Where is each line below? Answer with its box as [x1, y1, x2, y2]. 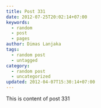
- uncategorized [11, 74, 51, 79]
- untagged [11, 57, 38, 63]
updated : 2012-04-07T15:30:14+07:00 [6, 79, 95, 85]
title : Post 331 [6, 8, 46, 15]
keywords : [6, 19, 30, 25]
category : [6, 62, 30, 69]
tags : [6, 47, 19, 53]
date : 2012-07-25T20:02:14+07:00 [6, 14, 88, 20]
